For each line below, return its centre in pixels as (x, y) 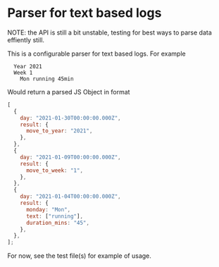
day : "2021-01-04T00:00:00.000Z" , (70, 197)
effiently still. (26, 39)
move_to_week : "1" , (54, 170)
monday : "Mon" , (48, 209)
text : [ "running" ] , (54, 216)
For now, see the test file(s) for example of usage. (79, 256)
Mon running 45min (47, 79)
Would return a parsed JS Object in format (69, 92)
